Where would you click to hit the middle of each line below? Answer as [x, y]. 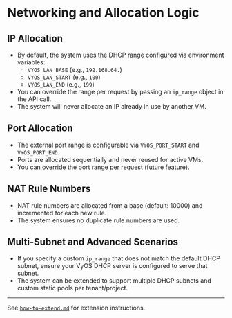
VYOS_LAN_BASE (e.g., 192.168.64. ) [75, 70]
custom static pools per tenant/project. [72, 288]
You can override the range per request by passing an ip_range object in [120, 92]
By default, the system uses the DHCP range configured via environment [120, 55]
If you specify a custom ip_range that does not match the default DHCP [119, 258]
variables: [31, 62]
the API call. [34, 99]
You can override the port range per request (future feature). [103, 167]
